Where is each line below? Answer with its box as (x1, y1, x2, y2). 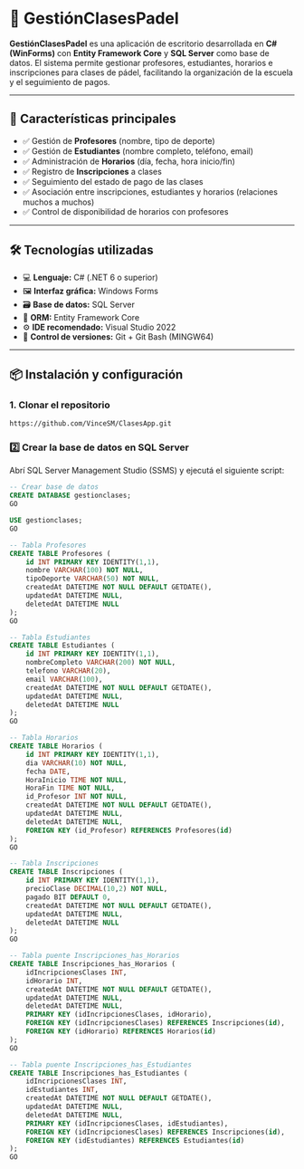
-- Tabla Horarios (9, 733, 79, 743)
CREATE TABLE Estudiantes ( (9, 641, 116, 650)
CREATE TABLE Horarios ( (9, 742, 103, 751)
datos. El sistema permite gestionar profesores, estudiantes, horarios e (9, 57, 273, 68)
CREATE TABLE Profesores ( (9, 549, 111, 558)
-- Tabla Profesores (9, 541, 88, 550)
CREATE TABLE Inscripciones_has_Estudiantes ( (9, 1068, 188, 1078)
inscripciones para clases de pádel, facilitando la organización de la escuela (9, 67, 294, 78)
